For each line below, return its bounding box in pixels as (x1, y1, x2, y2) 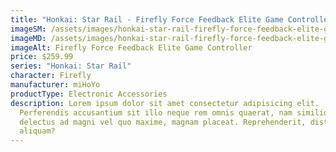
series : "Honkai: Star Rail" (10, 61, 132, 71)
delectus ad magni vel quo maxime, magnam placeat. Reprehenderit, (19, 117, 307, 127)
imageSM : (10, 24, 47, 34)
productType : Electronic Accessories (10, 89, 168, 99)
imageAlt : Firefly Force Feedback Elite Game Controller (10, 42, 253, 53)
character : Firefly (10, 71, 92, 81)
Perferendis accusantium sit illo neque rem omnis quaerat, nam (19, 107, 293, 118)
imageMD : (10, 33, 47, 43)
